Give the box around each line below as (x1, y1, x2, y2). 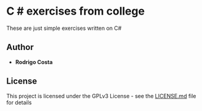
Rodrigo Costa (15, 58, 53, 65)
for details (6, 99, 32, 106)
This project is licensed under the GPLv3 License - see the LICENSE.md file (6, 92, 196, 99)
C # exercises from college (6, 4, 145, 18)
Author (6, 42, 34, 52)
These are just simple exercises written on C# (6, 24, 122, 32)
